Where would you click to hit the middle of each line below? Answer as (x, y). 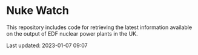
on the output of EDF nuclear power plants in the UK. (72, 33)
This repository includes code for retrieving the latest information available (99, 27)
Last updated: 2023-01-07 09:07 (47, 45)
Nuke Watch (38, 11)
